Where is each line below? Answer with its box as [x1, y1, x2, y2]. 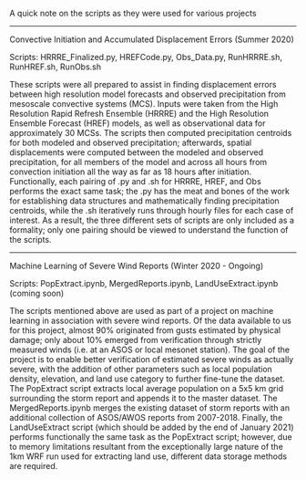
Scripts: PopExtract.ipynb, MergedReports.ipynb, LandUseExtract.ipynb [9, 278, 279, 288]
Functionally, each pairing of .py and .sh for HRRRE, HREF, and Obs [9, 176, 261, 186]
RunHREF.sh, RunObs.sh [9, 61, 102, 72]
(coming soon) [9, 287, 65, 298]
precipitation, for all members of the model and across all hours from [9, 157, 268, 167]
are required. [9, 461, 58, 471]
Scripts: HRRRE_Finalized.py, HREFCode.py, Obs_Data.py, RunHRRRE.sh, [9, 52, 282, 62]
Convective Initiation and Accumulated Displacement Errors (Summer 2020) [9, 34, 294, 45]
